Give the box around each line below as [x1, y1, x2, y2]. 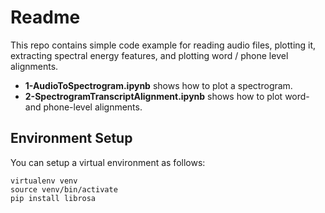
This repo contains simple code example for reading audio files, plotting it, [10, 39, 317, 51]
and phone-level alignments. [24, 101, 143, 113]
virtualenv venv [10, 176, 78, 186]
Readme [10, 6, 81, 29]
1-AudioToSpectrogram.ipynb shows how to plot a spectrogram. [24, 79, 293, 91]
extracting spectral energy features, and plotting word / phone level [10, 49, 289, 61]
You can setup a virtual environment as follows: [10, 156, 206, 168]
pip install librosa [10, 193, 97, 203]
